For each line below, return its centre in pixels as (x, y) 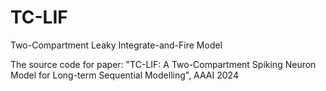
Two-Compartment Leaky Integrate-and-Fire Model (116, 45)
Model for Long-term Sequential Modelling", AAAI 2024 (124, 75)
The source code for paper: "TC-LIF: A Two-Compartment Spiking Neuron (163, 64)
